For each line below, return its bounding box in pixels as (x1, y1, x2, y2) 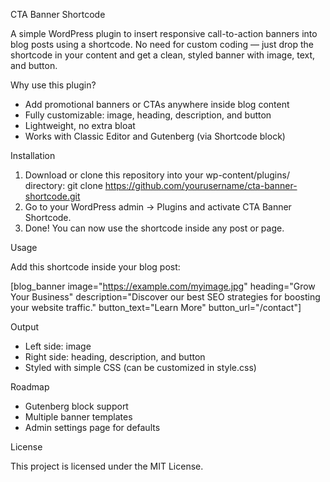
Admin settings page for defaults (24, 422, 161, 433)
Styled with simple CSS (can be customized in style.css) (24, 362, 257, 373)
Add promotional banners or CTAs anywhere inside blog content (24, 99, 290, 110)
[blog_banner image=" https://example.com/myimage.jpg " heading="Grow (10, 280, 316, 292)
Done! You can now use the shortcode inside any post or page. (24, 222, 285, 234)
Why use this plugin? (10, 79, 97, 91)
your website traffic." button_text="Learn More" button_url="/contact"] (10, 302, 302, 313)
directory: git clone (24, 180, 103, 191)
